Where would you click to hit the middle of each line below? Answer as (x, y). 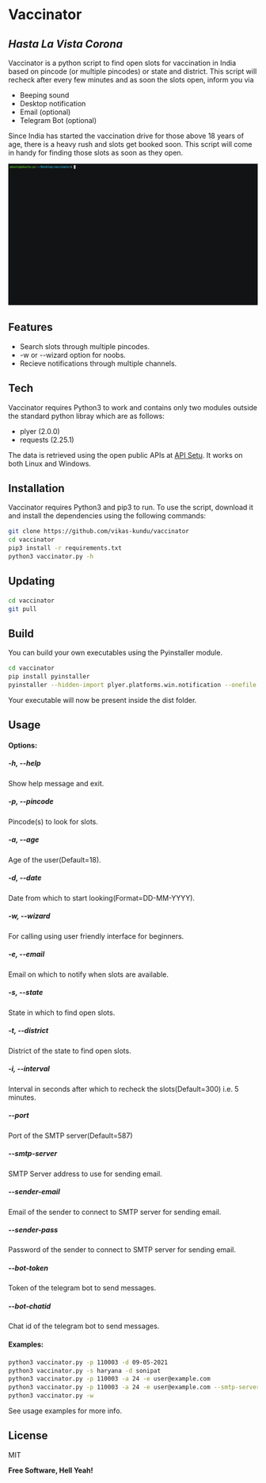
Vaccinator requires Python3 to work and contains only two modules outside (133, 407)
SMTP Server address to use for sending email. (85, 1174)
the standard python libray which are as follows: (86, 416)
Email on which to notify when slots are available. (88, 974)
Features (30, 327)
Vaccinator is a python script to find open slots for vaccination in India (122, 63)
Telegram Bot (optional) (58, 120)
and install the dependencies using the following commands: (107, 516)
